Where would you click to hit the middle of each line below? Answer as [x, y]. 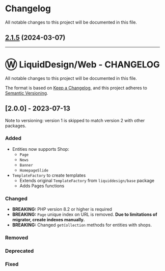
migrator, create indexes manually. [48, 220]
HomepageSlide [34, 170]
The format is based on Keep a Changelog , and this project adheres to [76, 88]
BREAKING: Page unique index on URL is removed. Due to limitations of [85, 214]
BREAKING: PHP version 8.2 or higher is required [62, 209]
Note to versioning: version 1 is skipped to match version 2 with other [75, 120]
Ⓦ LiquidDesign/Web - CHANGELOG [82, 64]
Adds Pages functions [42, 186]
